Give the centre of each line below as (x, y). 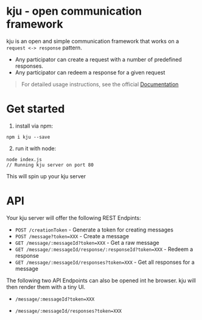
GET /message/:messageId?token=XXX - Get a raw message (87, 242)
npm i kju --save (28, 137)
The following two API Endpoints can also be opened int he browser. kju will (101, 280)
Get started (36, 109)
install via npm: (34, 126)
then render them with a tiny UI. (46, 287)
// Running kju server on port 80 (50, 165)
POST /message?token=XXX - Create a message (72, 236)
